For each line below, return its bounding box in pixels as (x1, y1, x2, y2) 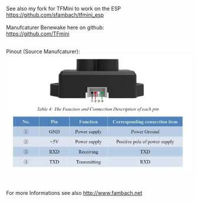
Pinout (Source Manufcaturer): (6, 48, 80, 55)
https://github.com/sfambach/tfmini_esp (6, 11, 104, 18)
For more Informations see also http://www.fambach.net (6, 189, 143, 196)
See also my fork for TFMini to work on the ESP (6, 5, 122, 12)
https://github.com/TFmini (6, 30, 70, 37)
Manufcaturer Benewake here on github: (6, 24, 104, 31)
